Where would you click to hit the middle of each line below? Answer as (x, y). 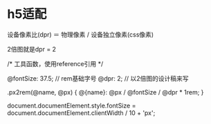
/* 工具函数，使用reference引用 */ (55, 63)
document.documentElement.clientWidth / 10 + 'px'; (81, 113)
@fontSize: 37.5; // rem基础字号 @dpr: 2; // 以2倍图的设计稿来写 (98, 78)
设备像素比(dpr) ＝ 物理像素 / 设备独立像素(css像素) (81, 34)
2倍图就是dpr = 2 (32, 49)
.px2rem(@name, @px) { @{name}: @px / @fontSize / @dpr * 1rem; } (105, 92)
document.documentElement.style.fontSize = (72, 105)
